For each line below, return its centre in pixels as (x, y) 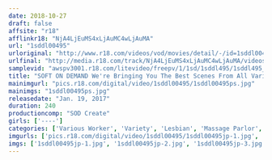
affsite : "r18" (34, 31)
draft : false (30, 23)
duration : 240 (32, 106)
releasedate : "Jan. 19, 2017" (59, 99)
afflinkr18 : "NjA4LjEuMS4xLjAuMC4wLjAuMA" (81, 38)
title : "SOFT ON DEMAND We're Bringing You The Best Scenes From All (128, 76)
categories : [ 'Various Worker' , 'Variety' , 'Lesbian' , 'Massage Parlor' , (136, 128)
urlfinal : (25, 61)
